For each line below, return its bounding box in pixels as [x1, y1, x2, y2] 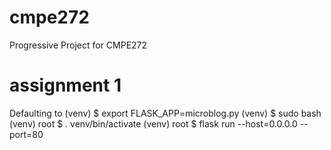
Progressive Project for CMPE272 [9, 39, 148, 51]
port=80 [9, 128, 44, 140]
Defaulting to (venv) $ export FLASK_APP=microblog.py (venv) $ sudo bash [9, 107, 322, 119]
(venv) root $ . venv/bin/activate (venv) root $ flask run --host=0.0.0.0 [9, 117, 298, 130]
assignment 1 [9, 74, 122, 97]
